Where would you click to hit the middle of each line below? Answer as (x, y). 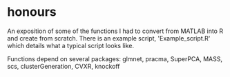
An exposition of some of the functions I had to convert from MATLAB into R (115, 31)
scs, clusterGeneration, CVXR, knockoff (64, 66)
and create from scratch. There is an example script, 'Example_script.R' (109, 38)
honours (32, 12)
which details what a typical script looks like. (71, 45)
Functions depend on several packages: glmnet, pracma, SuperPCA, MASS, (115, 58)
